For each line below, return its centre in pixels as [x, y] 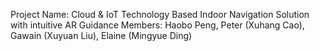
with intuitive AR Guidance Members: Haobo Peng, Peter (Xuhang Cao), [157, 25]
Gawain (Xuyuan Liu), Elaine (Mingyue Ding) [101, 35]
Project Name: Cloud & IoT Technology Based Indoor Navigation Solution [160, 14]
